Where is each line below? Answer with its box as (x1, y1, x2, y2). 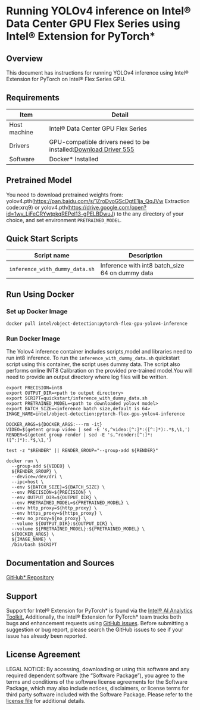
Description (129, 251, 162, 260)
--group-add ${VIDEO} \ (11, 463, 70, 469)
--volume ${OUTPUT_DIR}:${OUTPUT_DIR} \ (11, 521, 113, 527)
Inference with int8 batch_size (100, 262, 185, 270)
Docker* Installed (49, 155, 99, 163)
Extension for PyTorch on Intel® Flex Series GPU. (6, 76, 126, 82)
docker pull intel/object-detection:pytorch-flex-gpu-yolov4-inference (6, 321, 187, 327)
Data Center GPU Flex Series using (6, 17, 180, 30)
